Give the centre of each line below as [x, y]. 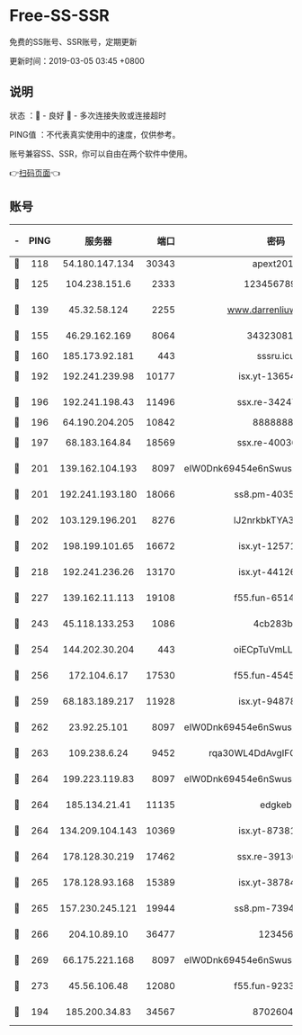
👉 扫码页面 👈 [35, 173]
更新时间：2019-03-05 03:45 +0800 [77, 60]
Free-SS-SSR [59, 16]
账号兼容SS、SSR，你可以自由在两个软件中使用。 [101, 153]
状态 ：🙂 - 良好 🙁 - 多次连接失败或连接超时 [88, 115]
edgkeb [276, 805]
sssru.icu [276, 355]
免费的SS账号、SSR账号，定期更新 [73, 41]
